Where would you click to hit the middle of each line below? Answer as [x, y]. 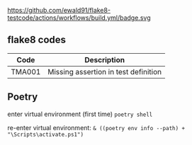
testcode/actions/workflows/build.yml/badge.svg [79, 18]
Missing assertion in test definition [104, 71]
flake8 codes [36, 40]
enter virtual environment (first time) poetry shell [80, 114]
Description [105, 59]
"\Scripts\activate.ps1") [45, 134]
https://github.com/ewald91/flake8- [59, 10]
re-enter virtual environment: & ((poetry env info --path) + [96, 127]
